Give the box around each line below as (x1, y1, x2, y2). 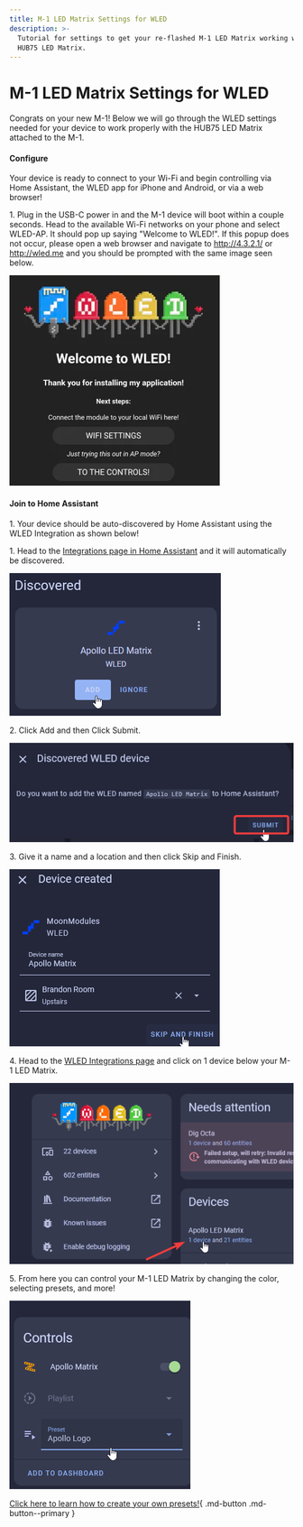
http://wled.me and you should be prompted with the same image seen (9, 248, 273, 259)
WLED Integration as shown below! (9, 528, 140, 539)
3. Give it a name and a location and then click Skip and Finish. (9, 851, 242, 862)
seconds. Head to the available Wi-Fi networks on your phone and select (9, 219, 280, 230)
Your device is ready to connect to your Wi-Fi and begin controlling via (9, 172, 272, 184)
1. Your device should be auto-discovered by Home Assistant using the (9, 518, 272, 529)
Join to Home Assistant (9, 497, 99, 509)
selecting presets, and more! (9, 1282, 115, 1293)
